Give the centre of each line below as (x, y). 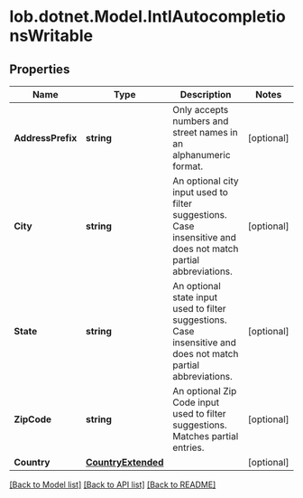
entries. (188, 447)
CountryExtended (124, 462)
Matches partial (206, 436)
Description (206, 94)
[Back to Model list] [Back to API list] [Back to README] (113, 484)
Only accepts (201, 110)
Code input (196, 402)
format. (188, 166)
